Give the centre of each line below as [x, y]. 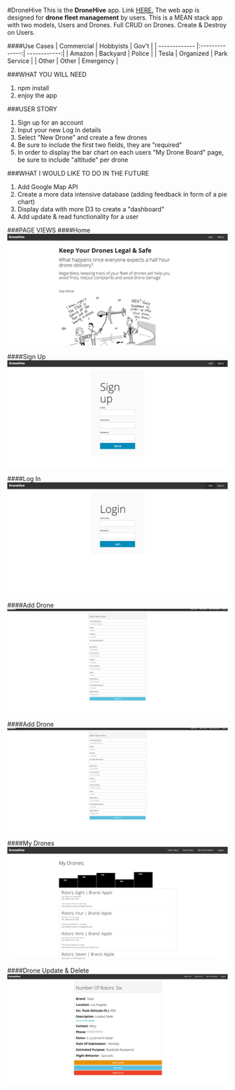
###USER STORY [32, 109]
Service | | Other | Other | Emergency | [63, 61]
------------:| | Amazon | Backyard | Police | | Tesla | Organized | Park [127, 53]
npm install [33, 88]
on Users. [21, 32]
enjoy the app [37, 95]
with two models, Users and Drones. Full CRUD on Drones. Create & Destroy [117, 25]
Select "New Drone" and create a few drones [82, 137]
